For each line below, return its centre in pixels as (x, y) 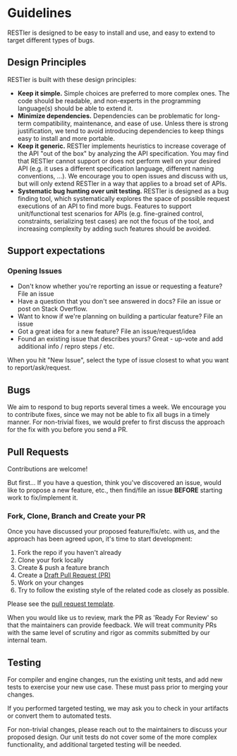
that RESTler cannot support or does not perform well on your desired (119, 161)
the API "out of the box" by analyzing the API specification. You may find (123, 153)
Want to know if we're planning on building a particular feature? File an (120, 316)
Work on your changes (51, 583)
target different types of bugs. (51, 40)
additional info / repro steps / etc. (66, 346)
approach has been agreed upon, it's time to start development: (100, 539)
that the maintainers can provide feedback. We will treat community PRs (112, 625)
